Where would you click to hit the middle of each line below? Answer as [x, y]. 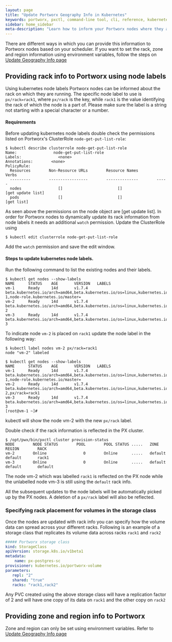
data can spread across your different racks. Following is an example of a [83, 527]
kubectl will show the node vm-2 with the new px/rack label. [69, 421]
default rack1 [27, 458]
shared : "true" [28, 580]
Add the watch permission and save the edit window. [60, 247]
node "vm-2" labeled [27, 353]
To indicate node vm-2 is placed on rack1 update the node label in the [78, 334]
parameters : [18, 570]
